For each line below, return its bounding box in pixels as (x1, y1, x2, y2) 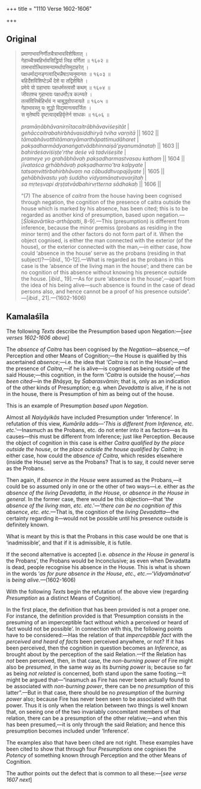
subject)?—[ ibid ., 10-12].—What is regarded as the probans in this (20, 255, 184, 263)
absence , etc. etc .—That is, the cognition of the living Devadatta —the (6, 508, 179, 516)
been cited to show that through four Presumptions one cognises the (6, 745, 176, 752)
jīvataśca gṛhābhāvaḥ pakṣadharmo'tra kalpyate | (20, 161, 146, 168)
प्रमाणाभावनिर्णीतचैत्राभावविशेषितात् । (20, 50, 88, 57)
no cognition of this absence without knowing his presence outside (20, 269, 187, 276)
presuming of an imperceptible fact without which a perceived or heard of (6, 618, 189, 626)
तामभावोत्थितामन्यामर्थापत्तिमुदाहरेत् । (20, 63, 89, 71)
